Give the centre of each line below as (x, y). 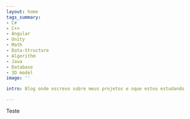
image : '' (18, 78)
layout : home (22, 12)
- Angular (18, 34)
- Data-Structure (28, 51)
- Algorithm (21, 56)
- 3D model (20, 73)
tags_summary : (24, 17)
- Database (20, 67)
